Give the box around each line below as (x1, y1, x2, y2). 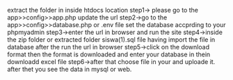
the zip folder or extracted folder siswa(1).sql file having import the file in (7, 35, 216, 44)
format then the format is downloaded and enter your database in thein (7, 50, 211, 58)
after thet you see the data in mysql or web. (7, 65, 132, 73)
